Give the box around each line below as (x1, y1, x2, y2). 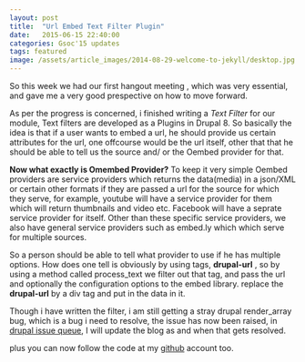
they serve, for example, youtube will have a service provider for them (9, 193, 273, 204)
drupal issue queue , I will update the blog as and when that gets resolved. (9, 325, 287, 336)
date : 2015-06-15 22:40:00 (9, 30, 120, 39)
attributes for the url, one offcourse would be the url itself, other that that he (9, 137, 294, 147)
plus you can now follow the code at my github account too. (9, 343, 234, 353)
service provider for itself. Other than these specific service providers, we (9, 213, 287, 223)
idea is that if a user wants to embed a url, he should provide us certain (9, 127, 276, 137)
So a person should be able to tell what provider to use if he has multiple (9, 249, 281, 260)
